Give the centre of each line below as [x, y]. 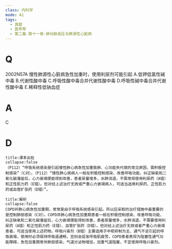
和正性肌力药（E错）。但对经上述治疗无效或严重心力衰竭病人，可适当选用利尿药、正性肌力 [86, 184]
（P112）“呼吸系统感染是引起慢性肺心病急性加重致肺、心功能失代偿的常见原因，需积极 [84, 167]
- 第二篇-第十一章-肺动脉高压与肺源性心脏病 [51, 34]
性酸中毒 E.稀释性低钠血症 [33, 87]
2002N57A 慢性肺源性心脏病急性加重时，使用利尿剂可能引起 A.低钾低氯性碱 [85, 74]
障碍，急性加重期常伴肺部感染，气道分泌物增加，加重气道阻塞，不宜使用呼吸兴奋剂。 [85, 242]
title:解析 [16, 199]
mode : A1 [15, 15]
